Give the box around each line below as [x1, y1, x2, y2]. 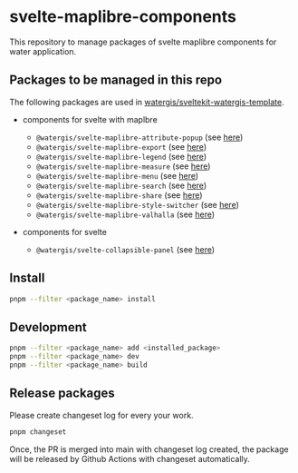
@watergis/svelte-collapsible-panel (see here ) [35, 243, 216, 255]
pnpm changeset [9, 427, 67, 437]
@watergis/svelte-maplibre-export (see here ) [35, 141, 207, 152]
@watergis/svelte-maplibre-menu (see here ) [35, 170, 199, 181]
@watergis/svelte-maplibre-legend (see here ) [35, 151, 207, 162]
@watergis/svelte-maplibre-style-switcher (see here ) [35, 199, 240, 210]
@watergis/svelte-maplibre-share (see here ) [35, 189, 203, 201]
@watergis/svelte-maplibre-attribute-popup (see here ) [35, 132, 244, 143]
